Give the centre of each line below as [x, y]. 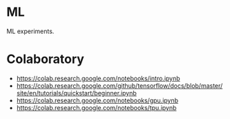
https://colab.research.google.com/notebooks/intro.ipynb [98, 78]
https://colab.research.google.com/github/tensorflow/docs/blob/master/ [119, 85]
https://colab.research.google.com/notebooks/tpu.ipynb [96, 107]
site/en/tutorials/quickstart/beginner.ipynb [77, 93]
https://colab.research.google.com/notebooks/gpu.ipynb [97, 100]
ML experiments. [30, 31]
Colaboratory [45, 59]
